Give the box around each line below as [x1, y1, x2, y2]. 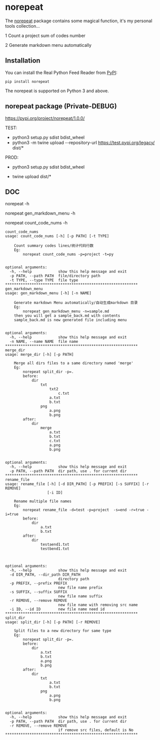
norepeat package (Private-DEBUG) [5, 102, 117, 111]
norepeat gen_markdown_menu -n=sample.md [23, 309, 110, 314]
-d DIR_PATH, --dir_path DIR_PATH [9, 572, 80, 577]
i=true [5, 512, 19, 517]
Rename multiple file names [14, 499, 72, 504]
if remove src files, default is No [58, 728, 134, 733]
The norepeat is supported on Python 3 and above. [5, 88, 109, 94]
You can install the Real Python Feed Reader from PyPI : [5, 70, 118, 75]
